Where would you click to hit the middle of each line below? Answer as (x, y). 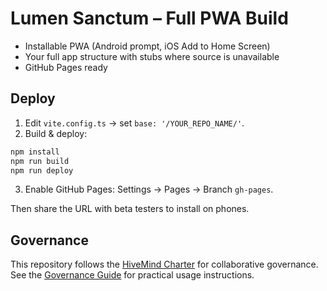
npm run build (40, 161)
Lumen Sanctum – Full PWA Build (149, 18)
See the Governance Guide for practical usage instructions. (132, 275)
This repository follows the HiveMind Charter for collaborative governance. (164, 264)
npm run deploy (42, 170)
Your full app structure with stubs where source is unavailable (152, 56)
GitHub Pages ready (66, 67)
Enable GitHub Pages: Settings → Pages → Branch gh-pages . (149, 189)
